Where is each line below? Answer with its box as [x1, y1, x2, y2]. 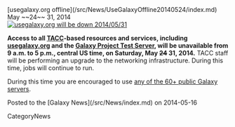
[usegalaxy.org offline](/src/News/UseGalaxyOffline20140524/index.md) [7, 6, 217, 13]
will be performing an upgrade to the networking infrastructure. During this [7, 56, 223, 65]
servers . [7, 85, 32, 93]
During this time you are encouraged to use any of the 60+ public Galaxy [7, 77, 218, 86]
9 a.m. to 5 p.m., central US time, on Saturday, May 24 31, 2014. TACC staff [7, 49, 229, 57]
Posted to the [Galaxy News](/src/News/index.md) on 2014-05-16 [7, 98, 198, 107]
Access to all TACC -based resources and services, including [7, 34, 188, 42]
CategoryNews [7, 112, 51, 120]
